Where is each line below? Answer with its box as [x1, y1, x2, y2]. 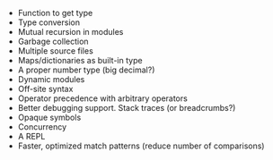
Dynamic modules [17, 74, 85, 84]
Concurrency [17, 122, 67, 132]
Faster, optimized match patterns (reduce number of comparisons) [17, 140, 265, 151]
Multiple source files [17, 46, 94, 56]
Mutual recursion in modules [17, 27, 124, 37]
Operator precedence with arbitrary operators [17, 93, 189, 104]
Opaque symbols [17, 112, 82, 122]
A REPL [17, 131, 46, 141]
